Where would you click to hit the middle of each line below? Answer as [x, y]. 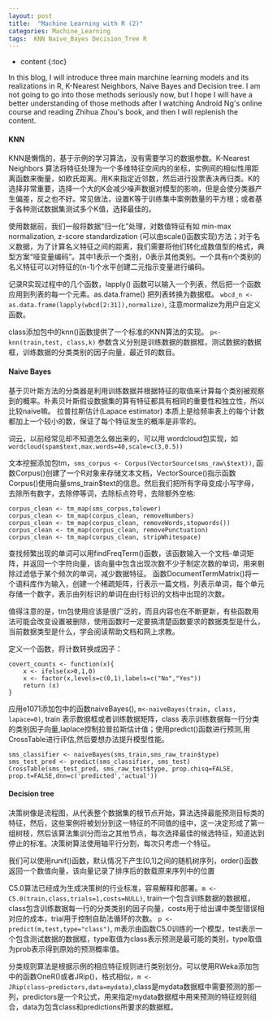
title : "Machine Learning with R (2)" [76, 24]
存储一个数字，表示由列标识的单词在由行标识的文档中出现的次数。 [119, 593]
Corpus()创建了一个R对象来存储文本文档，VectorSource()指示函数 [126, 473]
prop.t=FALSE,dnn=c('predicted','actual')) [83, 776]
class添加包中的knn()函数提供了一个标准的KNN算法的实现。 [108, 332]
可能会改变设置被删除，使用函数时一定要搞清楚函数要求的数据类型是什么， [140, 621]
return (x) [41, 685]
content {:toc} [43, 62]
